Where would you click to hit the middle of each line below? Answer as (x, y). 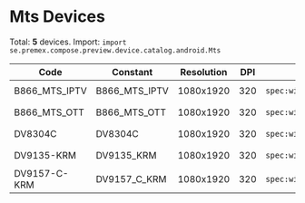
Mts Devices (58, 17)
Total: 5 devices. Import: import (68, 42)
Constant (133, 72)
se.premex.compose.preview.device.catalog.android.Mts (115, 50)
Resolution (204, 72)
